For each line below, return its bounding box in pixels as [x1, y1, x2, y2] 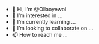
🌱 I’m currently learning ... [11, 18, 76, 25]
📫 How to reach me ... [11, 32, 68, 38]
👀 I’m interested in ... [11, 12, 63, 19]
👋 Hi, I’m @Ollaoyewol [11, 6, 67, 12]
